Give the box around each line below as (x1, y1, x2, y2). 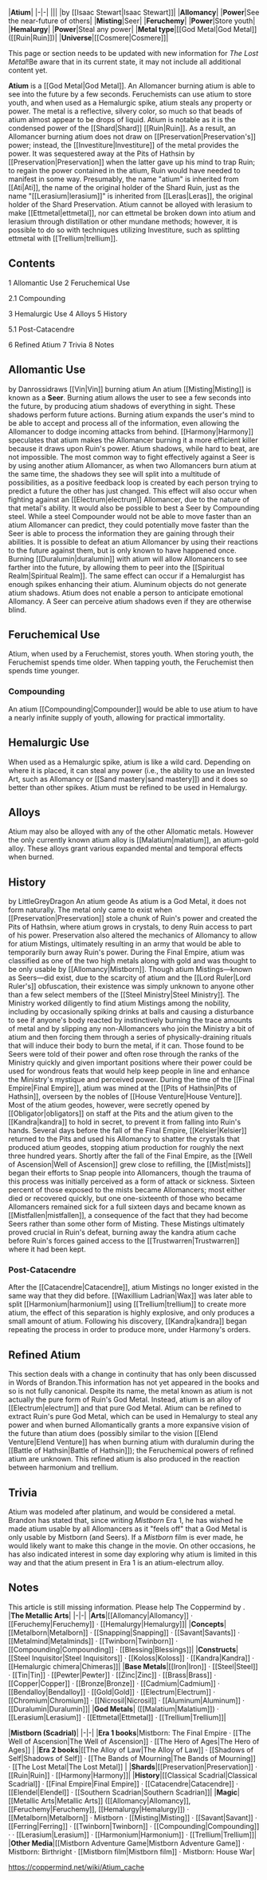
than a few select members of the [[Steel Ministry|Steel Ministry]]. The (8, 990, 240, 1000)
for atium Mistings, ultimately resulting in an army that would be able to (8, 939, 241, 949)
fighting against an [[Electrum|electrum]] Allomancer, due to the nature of (8, 494, 249, 504)
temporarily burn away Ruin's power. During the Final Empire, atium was (8, 947, 245, 958)
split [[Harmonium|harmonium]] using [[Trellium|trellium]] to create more (8, 1299, 247, 1309)
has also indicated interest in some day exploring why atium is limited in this (8, 1549, 257, 1559)
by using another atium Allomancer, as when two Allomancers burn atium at (8, 460, 257, 470)
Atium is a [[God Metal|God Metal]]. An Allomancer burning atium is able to (8, 81, 256, 90)
